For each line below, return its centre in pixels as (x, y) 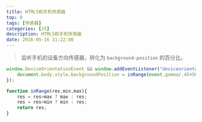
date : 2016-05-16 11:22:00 (40, 40)
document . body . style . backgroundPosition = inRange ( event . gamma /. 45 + (105, 75)
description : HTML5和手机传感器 (44, 34)
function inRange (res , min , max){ (47, 91)
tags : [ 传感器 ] (24, 23)
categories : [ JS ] (28, 29)
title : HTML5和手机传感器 (36, 12)
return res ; (32, 108)
